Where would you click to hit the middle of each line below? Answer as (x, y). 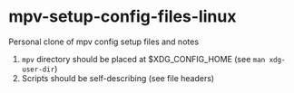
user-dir (38, 70)
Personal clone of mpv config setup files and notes (104, 42)
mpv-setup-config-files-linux (122, 17)
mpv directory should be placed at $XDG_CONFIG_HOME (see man (143, 59)
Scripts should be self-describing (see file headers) (118, 78)
